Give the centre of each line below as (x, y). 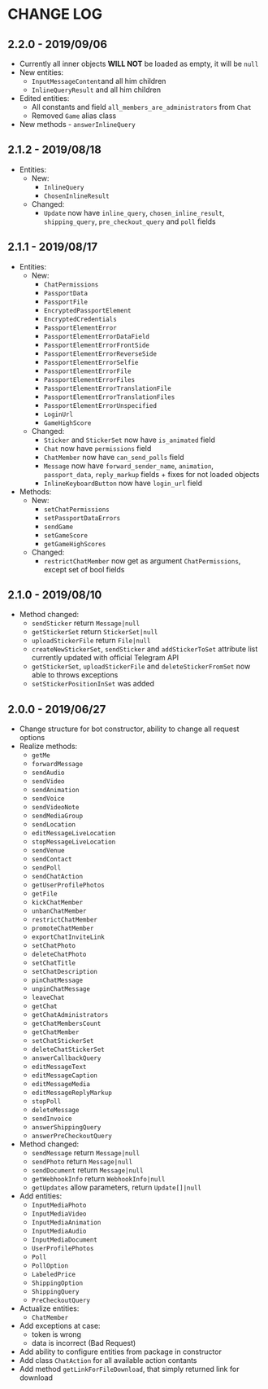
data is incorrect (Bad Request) (84, 1343)
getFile (44, 894)
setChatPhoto (54, 946)
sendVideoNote (55, 808)
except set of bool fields (84, 569)
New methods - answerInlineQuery (77, 124)
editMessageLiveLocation (73, 834)
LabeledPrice (54, 1275)
